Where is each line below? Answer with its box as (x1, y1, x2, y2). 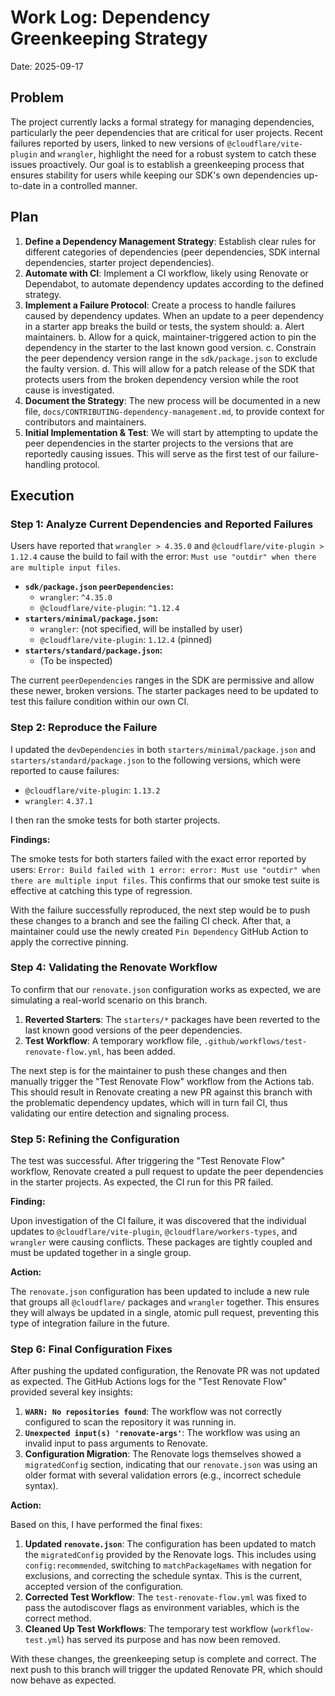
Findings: (10, 833, 51, 845)
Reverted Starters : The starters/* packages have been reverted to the (24, 1013, 321, 1025)
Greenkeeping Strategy (10, 27, 208, 50)
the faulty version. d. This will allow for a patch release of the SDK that (24, 362, 315, 375)
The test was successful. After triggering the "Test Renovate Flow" (10, 1155, 286, 1167)
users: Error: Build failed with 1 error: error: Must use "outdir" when (10, 863, 321, 875)
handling (24, 458, 62, 470)
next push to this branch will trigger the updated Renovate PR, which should (10, 1664, 323, 1676)
